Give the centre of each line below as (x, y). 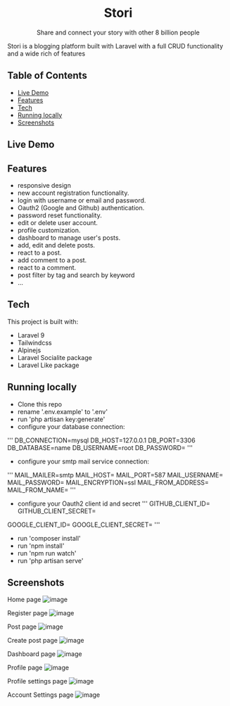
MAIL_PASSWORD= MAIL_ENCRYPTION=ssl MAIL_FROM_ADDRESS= (108, 482)
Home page (24, 600)
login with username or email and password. (82, 200)
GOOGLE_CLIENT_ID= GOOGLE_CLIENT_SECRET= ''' (84, 525)
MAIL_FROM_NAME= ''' (41, 489)
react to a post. (39, 252)
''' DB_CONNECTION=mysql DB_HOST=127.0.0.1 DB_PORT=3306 (101, 440)
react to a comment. (47, 267)
